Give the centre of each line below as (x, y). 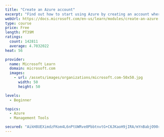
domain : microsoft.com (32, 68)
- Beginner (20, 100)
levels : (13, 95)
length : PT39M (20, 32)
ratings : (14, 37)
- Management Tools (29, 118)
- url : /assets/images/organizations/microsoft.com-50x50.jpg (78, 78)
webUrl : (13, 19)
